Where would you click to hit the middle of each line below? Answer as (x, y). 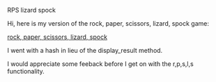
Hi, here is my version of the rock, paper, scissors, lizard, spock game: (108, 23)
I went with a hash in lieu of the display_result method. (85, 50)
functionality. (26, 71)
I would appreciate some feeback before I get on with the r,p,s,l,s (100, 64)
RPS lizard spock (31, 10)
